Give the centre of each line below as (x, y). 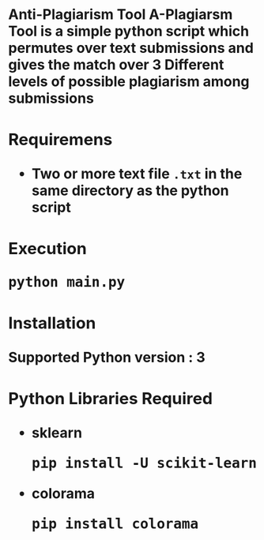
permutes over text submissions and (131, 48)
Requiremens (60, 139)
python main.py (67, 283)
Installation (52, 323)
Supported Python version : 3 (107, 358)
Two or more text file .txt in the (137, 173)
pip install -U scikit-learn (144, 463)
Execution (47, 248)
